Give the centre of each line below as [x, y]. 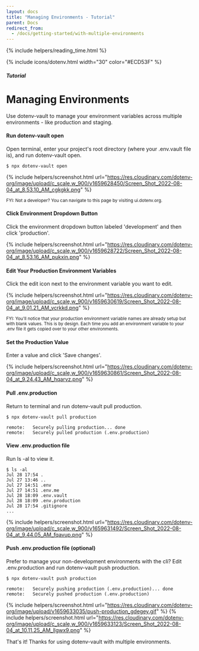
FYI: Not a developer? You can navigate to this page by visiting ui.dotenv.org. [84, 200]
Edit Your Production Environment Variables [61, 271]
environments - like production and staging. [60, 122]
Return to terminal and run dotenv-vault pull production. [74, 406]
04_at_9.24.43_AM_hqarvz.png [44, 379]
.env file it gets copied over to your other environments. [63, 329]
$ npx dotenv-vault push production [51, 579]
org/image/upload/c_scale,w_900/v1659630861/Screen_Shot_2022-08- [94, 373]
